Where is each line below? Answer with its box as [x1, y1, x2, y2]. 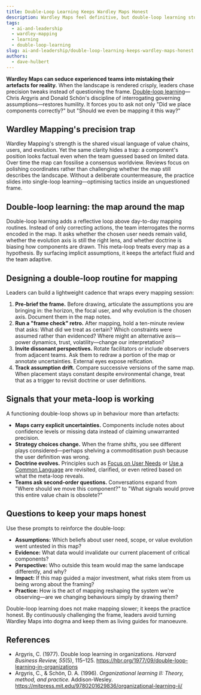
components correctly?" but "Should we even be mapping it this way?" [6, 107, 181, 114]
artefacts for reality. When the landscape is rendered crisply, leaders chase [6, 81, 194, 88]
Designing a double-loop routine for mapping [6, 273, 178, 283]
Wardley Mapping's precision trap [6, 124, 136, 134]
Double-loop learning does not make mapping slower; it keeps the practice [6, 605, 191, 612]
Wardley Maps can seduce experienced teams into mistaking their [6, 75, 175, 82]
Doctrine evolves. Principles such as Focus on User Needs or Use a [14, 460, 184, 467]
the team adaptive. [6, 256, 53, 263]
